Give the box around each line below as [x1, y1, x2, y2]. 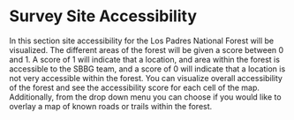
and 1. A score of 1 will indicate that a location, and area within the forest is [9, 54, 281, 64]
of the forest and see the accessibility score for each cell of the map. [9, 82, 260, 93]
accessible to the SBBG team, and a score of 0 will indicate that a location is [9, 64, 286, 74]
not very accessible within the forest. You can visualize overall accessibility [9, 72, 283, 83]
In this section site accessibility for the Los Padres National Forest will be [9, 35, 275, 46]
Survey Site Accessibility [9, 6, 197, 26]
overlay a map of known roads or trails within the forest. [9, 101, 213, 111]
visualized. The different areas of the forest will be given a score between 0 [9, 44, 284, 55]
